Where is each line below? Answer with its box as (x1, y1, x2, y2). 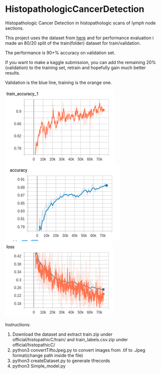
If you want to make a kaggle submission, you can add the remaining (5, 59, 145, 65)
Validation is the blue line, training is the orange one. (5, 79, 112, 85)
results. (5, 70, 21, 75)
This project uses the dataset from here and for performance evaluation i (5, 35, 154, 41)
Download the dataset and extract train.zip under (12, 331, 113, 337)
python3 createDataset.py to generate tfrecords (12, 358, 110, 364)
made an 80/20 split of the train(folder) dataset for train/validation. (5, 40, 141, 46)
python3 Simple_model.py (12, 363, 66, 369)
